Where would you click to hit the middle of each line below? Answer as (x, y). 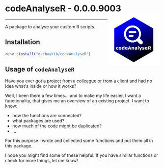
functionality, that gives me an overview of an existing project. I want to (77, 101)
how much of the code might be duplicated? (57, 126)
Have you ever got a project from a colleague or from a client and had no (79, 81)
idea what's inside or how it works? (41, 86)
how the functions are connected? (47, 116)
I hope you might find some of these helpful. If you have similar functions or (82, 155)
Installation (23, 42)
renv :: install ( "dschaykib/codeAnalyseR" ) (48, 54)
